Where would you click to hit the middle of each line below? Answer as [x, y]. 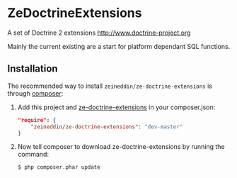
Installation [33, 69]
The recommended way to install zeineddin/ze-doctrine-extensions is [110, 86]
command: [33, 155]
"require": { [37, 120]
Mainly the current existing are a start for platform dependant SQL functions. [119, 46]
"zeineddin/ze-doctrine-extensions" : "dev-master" [107, 127]
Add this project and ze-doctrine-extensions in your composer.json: [116, 107]
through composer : [35, 93]
